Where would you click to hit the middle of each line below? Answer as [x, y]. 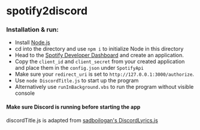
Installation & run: [32, 30]
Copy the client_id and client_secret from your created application [100, 61]
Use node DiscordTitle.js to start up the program [77, 81]
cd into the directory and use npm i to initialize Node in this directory [99, 49]
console [25, 93]
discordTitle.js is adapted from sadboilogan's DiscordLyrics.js [82, 120]
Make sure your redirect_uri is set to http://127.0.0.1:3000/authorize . [104, 74]
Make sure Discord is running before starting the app [73, 107]
